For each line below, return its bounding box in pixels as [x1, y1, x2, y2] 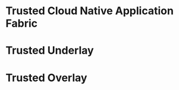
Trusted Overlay [5, 71, 87, 84]
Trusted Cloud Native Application [5, 4, 174, 18]
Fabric [5, 17, 38, 30]
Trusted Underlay [5, 44, 94, 57]
